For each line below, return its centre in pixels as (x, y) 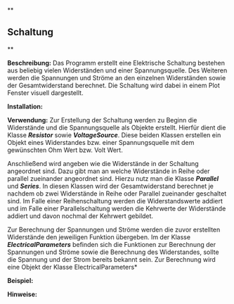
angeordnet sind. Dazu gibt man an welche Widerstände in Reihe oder (109, 171)
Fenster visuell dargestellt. (45, 93)
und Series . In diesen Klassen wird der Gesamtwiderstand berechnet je (111, 186)
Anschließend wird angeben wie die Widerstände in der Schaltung (103, 163)
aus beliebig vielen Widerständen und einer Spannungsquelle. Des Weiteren (117, 70)
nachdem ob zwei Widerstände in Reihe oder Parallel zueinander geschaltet (117, 194)
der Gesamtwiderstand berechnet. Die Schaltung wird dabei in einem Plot (113, 85)
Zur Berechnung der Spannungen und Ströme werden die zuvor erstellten (114, 229)
